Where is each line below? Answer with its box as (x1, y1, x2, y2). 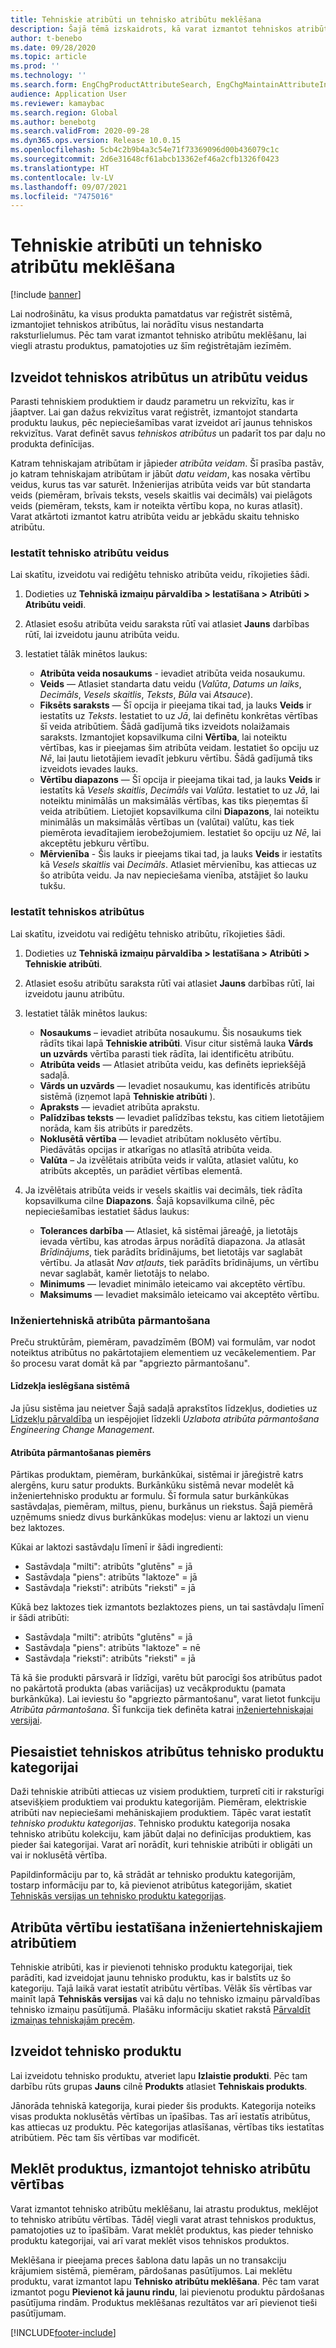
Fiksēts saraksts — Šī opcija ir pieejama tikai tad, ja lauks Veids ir (39, 699, 312, 711)
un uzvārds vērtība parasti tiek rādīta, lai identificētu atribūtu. (39, 1047, 295, 1060)
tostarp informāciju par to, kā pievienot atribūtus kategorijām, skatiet (10, 1879, 293, 1891)
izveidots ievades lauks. (39, 763, 139, 775)
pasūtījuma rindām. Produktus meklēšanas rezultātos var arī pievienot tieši (10, 2296, 318, 2308)
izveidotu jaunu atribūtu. (24, 987, 125, 1000)
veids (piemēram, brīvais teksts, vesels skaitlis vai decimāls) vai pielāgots (10, 489, 313, 501)
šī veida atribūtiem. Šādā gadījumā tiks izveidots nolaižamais (39, 721, 290, 733)
